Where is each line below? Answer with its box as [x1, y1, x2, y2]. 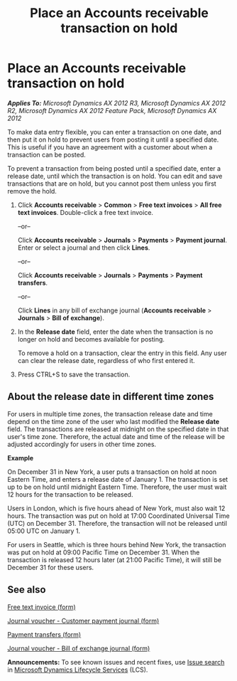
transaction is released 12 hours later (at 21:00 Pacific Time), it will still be [7, 555, 222, 564]
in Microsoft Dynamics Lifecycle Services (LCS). [7, 665, 148, 674]
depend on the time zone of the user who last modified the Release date [7, 417, 220, 426]
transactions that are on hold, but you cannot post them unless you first [7, 179, 216, 188]
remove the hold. [7, 186, 57, 195]
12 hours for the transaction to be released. [7, 490, 133, 499]
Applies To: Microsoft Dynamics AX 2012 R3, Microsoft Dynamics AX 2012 [7, 98, 226, 107]
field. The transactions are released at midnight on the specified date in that [7, 425, 229, 433]
